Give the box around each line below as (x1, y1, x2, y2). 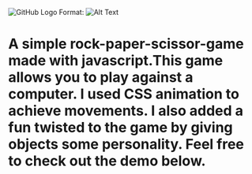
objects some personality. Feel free (8, 135, 245, 154)
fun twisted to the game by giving (8, 119, 233, 137)
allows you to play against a (8, 68, 194, 87)
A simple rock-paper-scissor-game (8, 35, 244, 53)
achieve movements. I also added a (8, 102, 243, 120)
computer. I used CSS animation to (8, 85, 239, 103)
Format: (58, 8, 85, 17)
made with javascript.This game (8, 52, 224, 70)
